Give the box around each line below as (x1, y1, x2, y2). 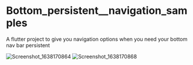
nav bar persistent (6, 42, 50, 49)
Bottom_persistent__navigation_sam (6, 4, 188, 17)
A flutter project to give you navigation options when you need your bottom (6, 35, 188, 42)
